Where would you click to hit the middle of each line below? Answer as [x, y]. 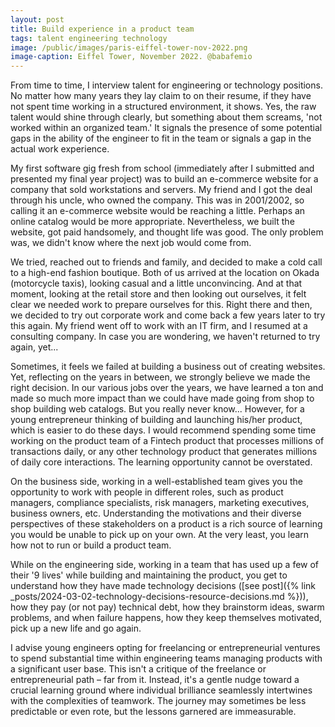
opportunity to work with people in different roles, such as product [147, 492]
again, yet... [34, 347]
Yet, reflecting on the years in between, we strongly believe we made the [160, 377]
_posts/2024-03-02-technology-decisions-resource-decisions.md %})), [159, 597]
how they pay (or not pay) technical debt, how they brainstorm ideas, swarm [167, 607]
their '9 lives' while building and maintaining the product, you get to [149, 575]
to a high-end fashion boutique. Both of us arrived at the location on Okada [165, 273]
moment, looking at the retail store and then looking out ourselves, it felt [158, 294]
